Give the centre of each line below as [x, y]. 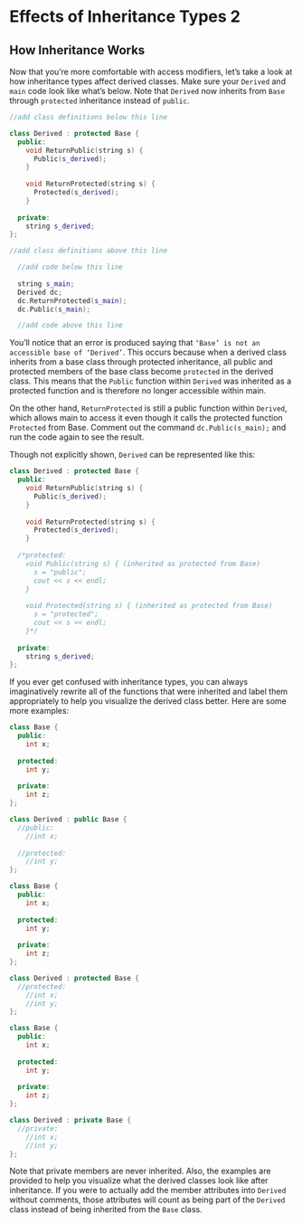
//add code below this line [71, 267]
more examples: [39, 711]
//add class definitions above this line [89, 251]
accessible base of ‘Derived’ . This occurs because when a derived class [148, 352]
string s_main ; [46, 284]
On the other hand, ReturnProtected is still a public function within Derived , [148, 408]
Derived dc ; [40, 292]
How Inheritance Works [77, 50]
